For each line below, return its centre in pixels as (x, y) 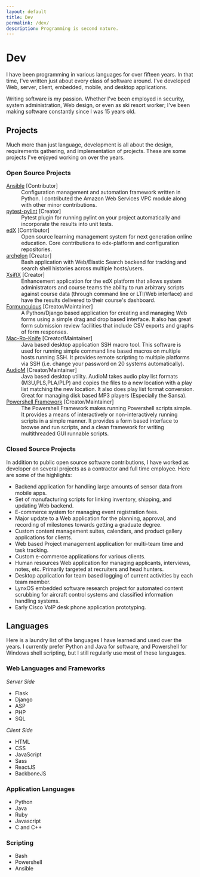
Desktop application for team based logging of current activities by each (104, 575)
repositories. (37, 249)
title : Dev (20, 17)
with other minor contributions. (59, 205)
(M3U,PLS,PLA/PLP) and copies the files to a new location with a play (107, 383)
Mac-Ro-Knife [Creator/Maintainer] (49, 338)
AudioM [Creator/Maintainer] (41, 370)
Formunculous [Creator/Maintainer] (50, 307)
